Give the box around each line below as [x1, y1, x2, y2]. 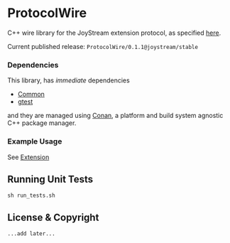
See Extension [7, 153, 50, 161]
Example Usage [7, 136, 62, 146]
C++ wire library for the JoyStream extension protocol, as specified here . [7, 28, 221, 37]
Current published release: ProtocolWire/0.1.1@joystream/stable [7, 42, 199, 50]
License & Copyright [7, 211, 99, 223]
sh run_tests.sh [7, 192, 55, 200]
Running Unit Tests [7, 173, 94, 185]
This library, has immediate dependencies [7, 76, 130, 85]
